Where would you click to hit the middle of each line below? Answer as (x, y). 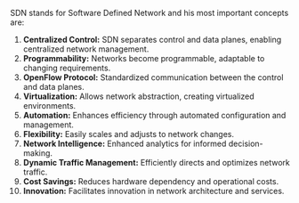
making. (37, 153)
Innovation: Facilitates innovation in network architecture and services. (154, 191)
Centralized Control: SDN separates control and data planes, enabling (152, 40)
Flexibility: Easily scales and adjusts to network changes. (129, 134)
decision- (246, 143)
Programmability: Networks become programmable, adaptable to (144, 58)
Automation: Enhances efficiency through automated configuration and (154, 115)
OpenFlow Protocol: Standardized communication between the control (153, 77)
